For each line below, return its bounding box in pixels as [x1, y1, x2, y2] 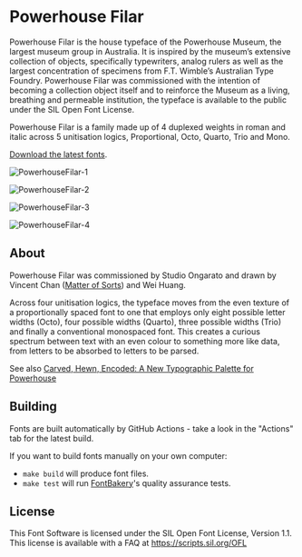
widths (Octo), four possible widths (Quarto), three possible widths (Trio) [9, 316, 282, 327]
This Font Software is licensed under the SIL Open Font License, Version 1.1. [9, 528, 293, 539]
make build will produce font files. [22, 468, 150, 479]
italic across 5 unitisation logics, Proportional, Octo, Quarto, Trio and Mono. [9, 131, 290, 142]
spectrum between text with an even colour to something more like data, [9, 335, 280, 346]
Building [9, 399, 57, 414]
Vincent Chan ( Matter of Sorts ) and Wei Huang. [9, 279, 186, 290]
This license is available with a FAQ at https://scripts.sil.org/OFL [9, 538, 248, 549]
